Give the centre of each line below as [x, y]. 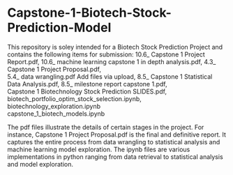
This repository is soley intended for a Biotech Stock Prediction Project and [115, 47]
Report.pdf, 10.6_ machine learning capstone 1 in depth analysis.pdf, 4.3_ [112, 61]
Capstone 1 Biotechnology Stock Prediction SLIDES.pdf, [87, 91]
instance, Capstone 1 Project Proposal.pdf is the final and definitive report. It [117, 135]
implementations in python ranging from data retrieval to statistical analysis [115, 157]
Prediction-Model [59, 28]
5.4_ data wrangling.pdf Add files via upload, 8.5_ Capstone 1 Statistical [110, 76]
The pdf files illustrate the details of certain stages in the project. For [106, 127]
